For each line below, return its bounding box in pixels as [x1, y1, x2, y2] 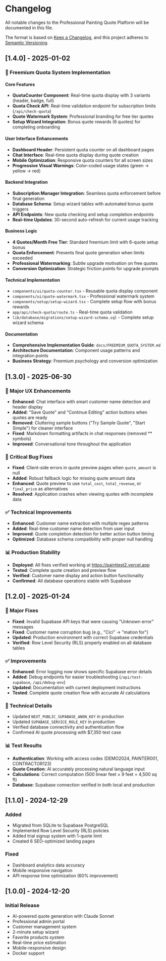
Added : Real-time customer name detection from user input [12, 526, 135, 532]
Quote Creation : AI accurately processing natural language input [12, 766, 145, 772]
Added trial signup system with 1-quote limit [12, 833, 103, 839]
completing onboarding [12, 124, 60, 130]
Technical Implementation [5, 277, 60, 283]
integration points [12, 353, 49, 359]
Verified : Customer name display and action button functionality [12, 573, 144, 579]
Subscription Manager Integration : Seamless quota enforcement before [12, 190, 161, 196]
